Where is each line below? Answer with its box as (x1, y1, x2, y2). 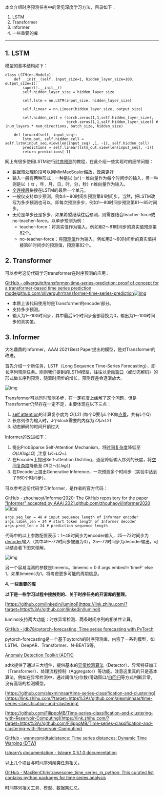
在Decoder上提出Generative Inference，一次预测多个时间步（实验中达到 (12, 469, 158, 475)
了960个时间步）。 (12, 475, 48, 481)
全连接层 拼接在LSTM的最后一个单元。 (12, 187, 89, 193)
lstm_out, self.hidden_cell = (22, 136, 84, 142)
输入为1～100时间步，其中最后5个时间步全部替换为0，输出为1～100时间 (12, 312, 155, 318)
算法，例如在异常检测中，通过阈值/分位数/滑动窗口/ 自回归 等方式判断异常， (5, 674, 155, 680)
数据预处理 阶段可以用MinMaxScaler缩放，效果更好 (12, 169, 114, 175)
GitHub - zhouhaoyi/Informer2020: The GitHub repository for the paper (5, 495, 148, 501)
